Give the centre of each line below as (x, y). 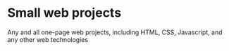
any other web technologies (48, 39)
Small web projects (64, 13)
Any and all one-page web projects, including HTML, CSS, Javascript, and (115, 32)
